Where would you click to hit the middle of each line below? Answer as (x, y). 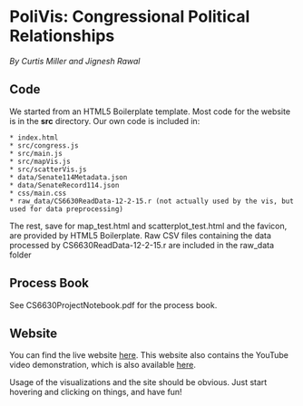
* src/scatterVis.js (49, 169)
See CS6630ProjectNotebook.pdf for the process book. (113, 304)
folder (20, 255)
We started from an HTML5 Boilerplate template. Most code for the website (150, 111)
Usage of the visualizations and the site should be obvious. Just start (138, 382)
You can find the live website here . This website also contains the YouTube (149, 355)
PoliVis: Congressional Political (130, 17)
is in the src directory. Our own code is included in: (105, 121)
